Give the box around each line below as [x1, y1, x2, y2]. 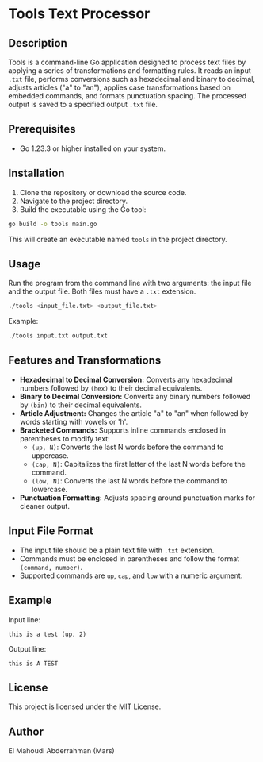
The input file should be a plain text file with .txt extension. [19, 545, 215, 555]
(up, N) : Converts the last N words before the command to [31, 442, 224, 452]
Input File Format [8, 525, 93, 538]
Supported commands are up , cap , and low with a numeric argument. [19, 571, 243, 580]
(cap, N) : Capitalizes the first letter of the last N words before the [31, 459, 246, 468]
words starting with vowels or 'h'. [19, 417, 128, 426]
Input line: [8, 614, 41, 624]
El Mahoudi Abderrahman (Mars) [8, 746, 115, 756]
